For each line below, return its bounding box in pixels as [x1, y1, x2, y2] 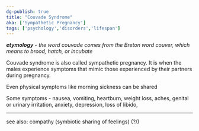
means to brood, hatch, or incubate [6, 48, 93, 55]
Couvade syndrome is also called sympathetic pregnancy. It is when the [6, 59, 182, 66]
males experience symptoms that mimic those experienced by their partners [6, 66, 192, 73]
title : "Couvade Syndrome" [6, 14, 73, 20]
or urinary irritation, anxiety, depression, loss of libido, [6, 101, 138, 108]
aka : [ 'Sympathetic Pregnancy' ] [6, 20, 86, 25]
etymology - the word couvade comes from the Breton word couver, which [6, 41, 190, 49]
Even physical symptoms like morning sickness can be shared [6, 84, 158, 91]
